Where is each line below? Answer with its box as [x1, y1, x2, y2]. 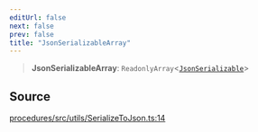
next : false [9, 22, 54, 31]
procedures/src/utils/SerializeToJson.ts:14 [9, 113, 166, 124]
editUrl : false [9, 13, 67, 22]
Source [9, 89, 51, 104]
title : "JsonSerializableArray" [9, 38, 131, 48]
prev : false [9, 30, 54, 39]
